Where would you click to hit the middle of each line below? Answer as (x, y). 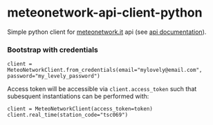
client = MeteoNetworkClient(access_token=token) (80, 109)
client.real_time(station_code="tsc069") (68, 115)
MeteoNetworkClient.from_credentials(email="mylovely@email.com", (105, 70)
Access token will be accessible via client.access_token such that (102, 89)
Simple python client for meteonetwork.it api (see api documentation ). (107, 32)
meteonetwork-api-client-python (105, 13)
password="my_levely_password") (54, 76)
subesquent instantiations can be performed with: (78, 96)
